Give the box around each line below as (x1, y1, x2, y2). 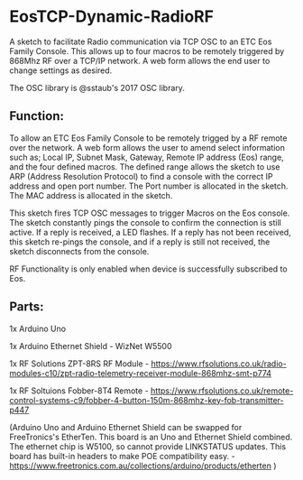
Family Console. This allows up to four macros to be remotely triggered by (9, 45, 285, 56)
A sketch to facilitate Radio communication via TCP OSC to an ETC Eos (9, 36, 272, 47)
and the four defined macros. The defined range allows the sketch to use (9, 161, 280, 172)
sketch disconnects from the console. (9, 245, 150, 256)
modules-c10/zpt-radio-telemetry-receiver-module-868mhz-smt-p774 (9, 367, 272, 378)
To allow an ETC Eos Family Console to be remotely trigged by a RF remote (9, 133, 288, 143)
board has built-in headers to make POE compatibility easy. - (9, 450, 236, 461)
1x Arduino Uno (9, 323, 66, 334)
